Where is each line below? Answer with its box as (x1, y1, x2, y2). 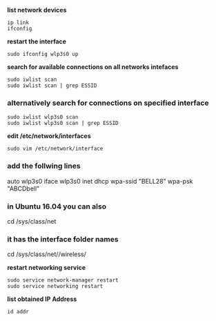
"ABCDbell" (7, 184, 40, 193)
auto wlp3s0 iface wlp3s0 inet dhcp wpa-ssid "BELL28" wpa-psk (7, 177, 193, 185)
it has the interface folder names (7, 234, 119, 244)
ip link (7, 19, 30, 26)
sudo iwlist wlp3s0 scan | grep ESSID (7, 120, 119, 127)
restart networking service (7, 264, 86, 272)
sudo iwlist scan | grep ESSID (7, 82, 97, 89)
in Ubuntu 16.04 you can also (7, 202, 107, 211)
